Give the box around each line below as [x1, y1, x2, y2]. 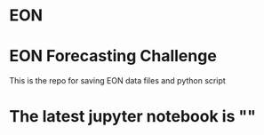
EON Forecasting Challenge [9, 46, 218, 67]
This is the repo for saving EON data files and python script [9, 75, 227, 86]
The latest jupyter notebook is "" [9, 107, 256, 127]
